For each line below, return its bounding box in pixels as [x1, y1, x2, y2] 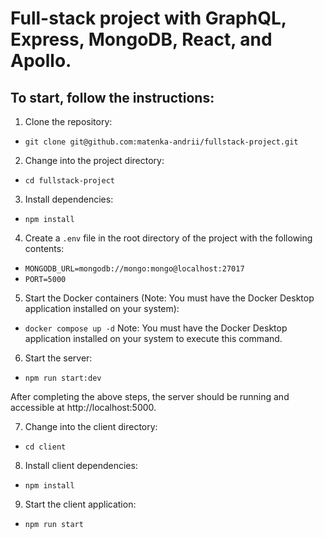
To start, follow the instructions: [10, 89, 215, 106]
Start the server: [24, 352, 93, 364]
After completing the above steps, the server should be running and [10, 391, 290, 402]
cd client [24, 442, 67, 452]
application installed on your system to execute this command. [24, 333, 283, 344]
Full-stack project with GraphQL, [10, 7, 287, 30]
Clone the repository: [24, 116, 113, 127]
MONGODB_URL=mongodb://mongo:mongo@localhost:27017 [24, 264, 245, 274]
